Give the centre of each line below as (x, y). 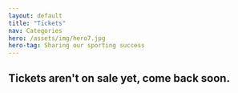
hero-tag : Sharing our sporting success (77, 46)
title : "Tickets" (37, 23)
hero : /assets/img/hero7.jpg (57, 38)
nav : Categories (35, 30)
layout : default (35, 16)
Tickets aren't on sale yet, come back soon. (119, 78)
